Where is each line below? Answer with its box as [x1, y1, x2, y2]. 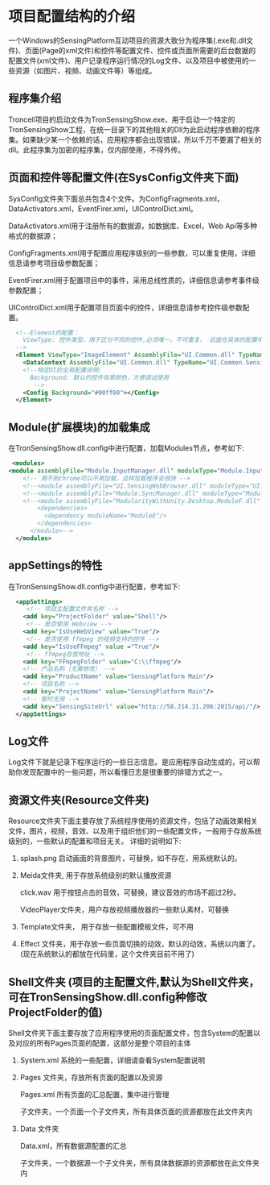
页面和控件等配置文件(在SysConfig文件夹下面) [8, 171, 239, 185]
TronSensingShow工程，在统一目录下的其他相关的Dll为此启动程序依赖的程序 [8, 124, 260, 134]
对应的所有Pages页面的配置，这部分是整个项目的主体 [14, 1038, 191, 1048]
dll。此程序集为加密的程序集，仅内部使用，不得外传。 [8, 144, 186, 154]
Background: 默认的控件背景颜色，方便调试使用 [29, 373, 170, 381]
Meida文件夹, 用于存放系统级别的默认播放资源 [19, 871, 172, 880]
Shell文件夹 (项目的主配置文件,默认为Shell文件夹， [8, 975, 260, 988]
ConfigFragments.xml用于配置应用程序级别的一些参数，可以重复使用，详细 [8, 247, 256, 258]
